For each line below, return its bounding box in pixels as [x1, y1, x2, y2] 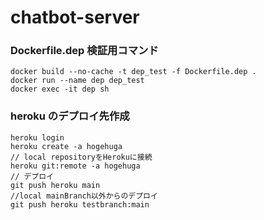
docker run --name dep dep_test [10, 76, 145, 86]
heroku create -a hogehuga [10, 141, 123, 151]
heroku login [10, 132, 65, 143]
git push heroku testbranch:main [10, 199, 150, 210]
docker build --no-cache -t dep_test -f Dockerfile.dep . [10, 67, 257, 77]
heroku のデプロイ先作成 [10, 109, 130, 123]
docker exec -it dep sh [10, 84, 110, 95]
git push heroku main [10, 180, 101, 190]
